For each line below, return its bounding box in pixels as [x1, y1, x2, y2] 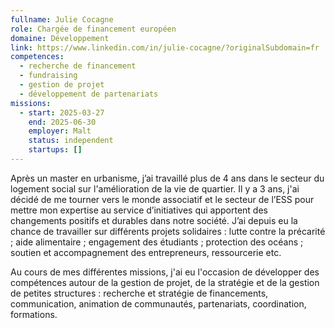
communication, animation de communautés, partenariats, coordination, [10, 297, 307, 310]
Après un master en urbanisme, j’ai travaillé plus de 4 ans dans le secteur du [10, 172, 325, 184]
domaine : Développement [10, 33, 110, 43]
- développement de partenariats [19, 89, 159, 99]
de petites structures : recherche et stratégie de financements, [10, 287, 269, 299]
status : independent [28, 136, 114, 146]
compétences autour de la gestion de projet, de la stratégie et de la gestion [10, 276, 320, 288]
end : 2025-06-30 [28, 117, 97, 127]
